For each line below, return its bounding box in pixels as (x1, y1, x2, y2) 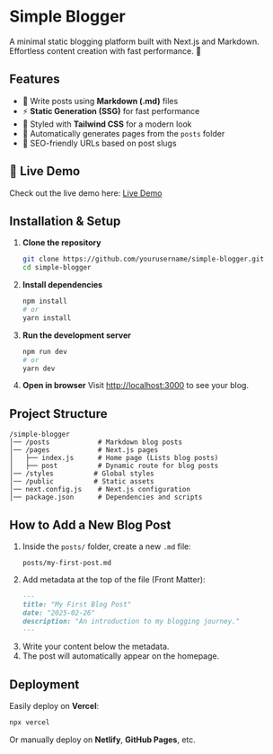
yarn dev (22, 364, 56, 373)
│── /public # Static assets (9, 477, 154, 486)
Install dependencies (22, 279, 103, 290)
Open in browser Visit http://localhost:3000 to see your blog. (22, 380, 250, 391)
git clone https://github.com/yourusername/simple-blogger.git (22, 254, 265, 264)
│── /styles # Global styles (9, 469, 154, 478)
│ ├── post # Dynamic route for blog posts (9, 461, 219, 471)
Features (9, 72, 60, 87)
